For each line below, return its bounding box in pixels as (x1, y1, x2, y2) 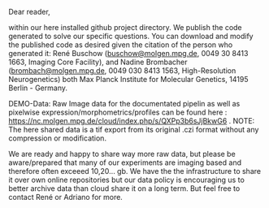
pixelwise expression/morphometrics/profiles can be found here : (8, 107, 228, 117)
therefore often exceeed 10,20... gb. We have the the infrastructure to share (8, 167, 262, 175)
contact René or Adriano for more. (8, 193, 124, 201)
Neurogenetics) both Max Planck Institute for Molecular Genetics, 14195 (8, 75, 249, 84)
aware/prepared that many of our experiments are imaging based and (8, 158, 242, 167)
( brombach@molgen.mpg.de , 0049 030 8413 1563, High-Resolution (8, 66, 236, 76)
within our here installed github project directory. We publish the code (8, 23, 242, 32)
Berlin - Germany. (8, 83, 67, 93)
